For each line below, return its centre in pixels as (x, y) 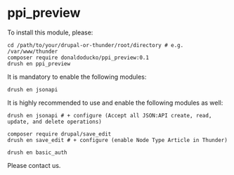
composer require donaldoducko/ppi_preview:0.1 (78, 58)
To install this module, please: (50, 32)
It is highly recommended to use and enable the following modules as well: (115, 103)
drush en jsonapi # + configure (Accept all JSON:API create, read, (110, 115)
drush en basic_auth (38, 153)
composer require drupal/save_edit (59, 134)
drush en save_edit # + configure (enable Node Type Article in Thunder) (118, 140)
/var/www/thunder (33, 51)
